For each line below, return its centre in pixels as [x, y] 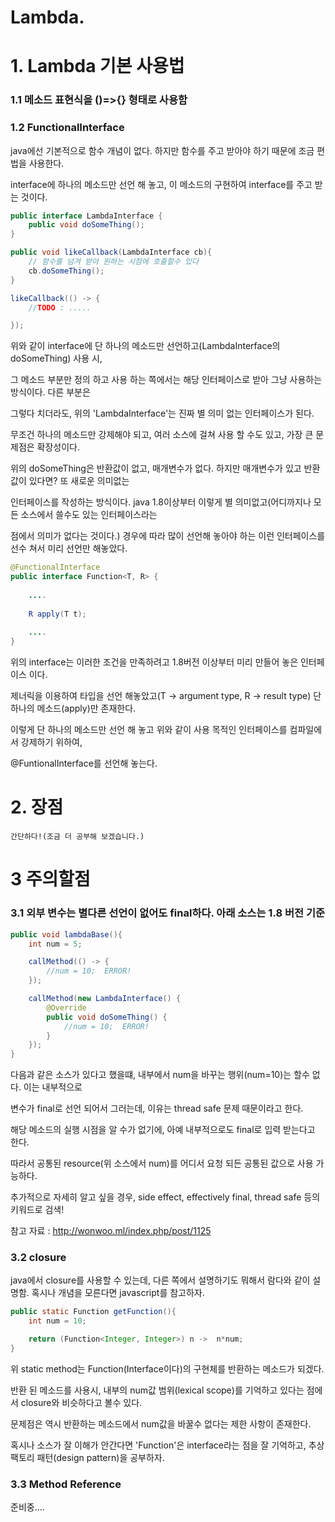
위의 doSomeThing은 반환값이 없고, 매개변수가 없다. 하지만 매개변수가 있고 [156, 468]
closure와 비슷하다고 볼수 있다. [81, 1402]
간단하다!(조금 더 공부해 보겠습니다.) [77, 837]
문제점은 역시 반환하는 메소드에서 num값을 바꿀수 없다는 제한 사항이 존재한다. [161, 1423]
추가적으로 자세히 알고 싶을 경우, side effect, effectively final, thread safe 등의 [165, 1197]
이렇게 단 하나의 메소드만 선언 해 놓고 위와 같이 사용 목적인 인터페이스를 [149, 730]
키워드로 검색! [37, 1210]
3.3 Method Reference [66, 1484]
